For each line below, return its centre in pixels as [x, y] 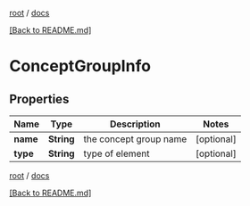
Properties [39, 99]
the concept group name [135, 139]
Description [135, 124]
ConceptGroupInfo [80, 66]
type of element [117, 153]
